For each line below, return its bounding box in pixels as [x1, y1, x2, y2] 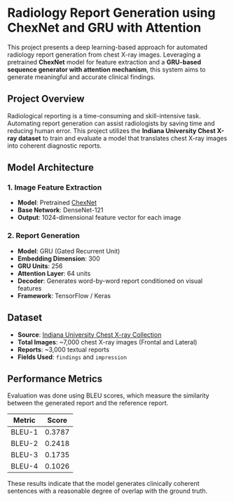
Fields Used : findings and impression [17, 352, 128, 361]
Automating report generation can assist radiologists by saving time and [7, 119, 215, 127]
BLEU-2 [11, 439, 39, 449]
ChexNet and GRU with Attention [7, 20, 202, 36]
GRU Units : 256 [17, 261, 63, 270]
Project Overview [7, 93, 85, 105]
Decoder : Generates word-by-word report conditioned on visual [17, 277, 203, 285]
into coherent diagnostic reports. [7, 141, 102, 150]
